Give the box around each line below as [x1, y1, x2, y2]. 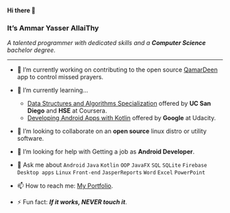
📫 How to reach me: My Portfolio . [16, 182, 114, 190]
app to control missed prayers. [16, 72, 104, 81]
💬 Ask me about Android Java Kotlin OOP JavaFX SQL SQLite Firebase [16, 160, 207, 169]
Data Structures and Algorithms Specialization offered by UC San [27, 99, 212, 107]
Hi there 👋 [7, 6, 36, 14]
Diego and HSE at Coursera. [27, 106, 107, 115]
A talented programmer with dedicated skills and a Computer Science [7, 38, 207, 46]
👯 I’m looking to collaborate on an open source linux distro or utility [16, 127, 207, 135]
